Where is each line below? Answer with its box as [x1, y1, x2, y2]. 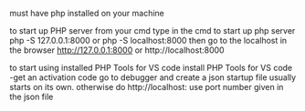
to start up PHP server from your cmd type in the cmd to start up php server [9, 25, 296, 35]
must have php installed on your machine [9, 8, 164, 18]
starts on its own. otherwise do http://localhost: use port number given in [9, 82, 284, 92]
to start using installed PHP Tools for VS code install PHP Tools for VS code [9, 63, 293, 73]
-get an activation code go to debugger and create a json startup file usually [9, 72, 297, 83]
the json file [9, 91, 54, 102]
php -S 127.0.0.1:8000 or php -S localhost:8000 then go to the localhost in [9, 35, 288, 45]
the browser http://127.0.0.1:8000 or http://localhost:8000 [9, 45, 226, 55]
